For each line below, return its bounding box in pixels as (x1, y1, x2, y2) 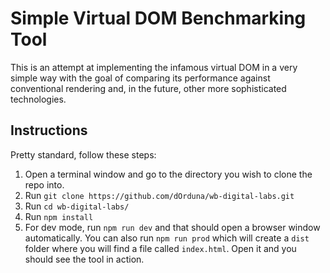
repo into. (24, 178, 65, 191)
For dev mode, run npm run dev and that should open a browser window (24, 221, 321, 233)
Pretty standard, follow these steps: (10, 148, 157, 161)
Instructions (10, 122, 88, 139)
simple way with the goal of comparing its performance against (10, 72, 271, 84)
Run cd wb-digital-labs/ (24, 200, 130, 212)
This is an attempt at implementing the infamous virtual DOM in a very (10, 61, 298, 73)
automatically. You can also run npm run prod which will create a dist (24, 232, 310, 244)
